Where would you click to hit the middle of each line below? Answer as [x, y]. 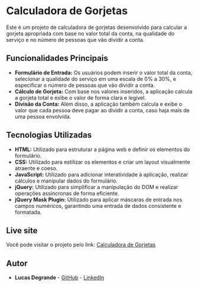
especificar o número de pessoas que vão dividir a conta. [85, 85]
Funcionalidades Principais [57, 58]
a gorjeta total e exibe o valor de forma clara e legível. [80, 97]
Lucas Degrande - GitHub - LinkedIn [59, 278]
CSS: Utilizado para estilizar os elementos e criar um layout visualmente [102, 162]
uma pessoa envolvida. [43, 116]
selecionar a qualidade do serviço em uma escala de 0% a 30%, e [95, 79]
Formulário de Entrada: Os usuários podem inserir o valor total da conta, [103, 73]
